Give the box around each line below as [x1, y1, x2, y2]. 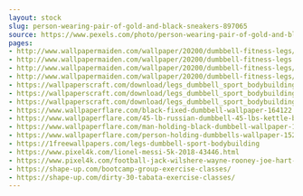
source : [8, 30, 38, 39]
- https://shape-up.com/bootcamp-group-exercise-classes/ [8, 164, 232, 173]
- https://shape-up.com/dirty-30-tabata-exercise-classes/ [8, 173, 236, 182]
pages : [8, 38, 33, 48]
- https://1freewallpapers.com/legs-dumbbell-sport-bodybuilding [8, 139, 260, 148]
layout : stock [8, 13, 62, 23]
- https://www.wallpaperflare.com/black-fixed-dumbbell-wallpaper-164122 [8, 106, 293, 115]
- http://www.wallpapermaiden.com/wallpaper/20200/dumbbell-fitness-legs [8, 55, 293, 64]
